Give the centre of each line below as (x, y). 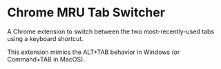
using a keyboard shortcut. (46, 38)
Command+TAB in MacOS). (46, 59)
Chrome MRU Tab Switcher (86, 13)
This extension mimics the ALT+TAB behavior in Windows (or (94, 52)
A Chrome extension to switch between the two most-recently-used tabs (111, 31)
